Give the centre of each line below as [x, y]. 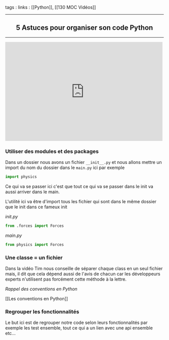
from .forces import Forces [35, 226]
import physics [21, 177]
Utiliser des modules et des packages [52, 151]
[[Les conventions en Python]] [37, 299]
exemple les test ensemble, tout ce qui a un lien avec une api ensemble [79, 328]
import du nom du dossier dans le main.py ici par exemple [65, 167]
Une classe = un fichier [34, 258]
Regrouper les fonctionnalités [42, 311]
